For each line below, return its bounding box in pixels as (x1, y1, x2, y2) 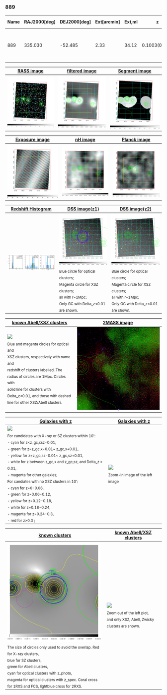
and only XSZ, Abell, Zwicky (106, 617, 154, 622)
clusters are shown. (106, 624, 140, 629)
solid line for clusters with (7, 387, 51, 392)
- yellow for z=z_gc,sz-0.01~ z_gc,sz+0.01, (7, 453, 83, 458)
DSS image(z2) (119, 206, 152, 212)
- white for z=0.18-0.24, (7, 505, 51, 510)
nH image (75, 136, 95, 143)
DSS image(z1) (67, 206, 99, 212)
